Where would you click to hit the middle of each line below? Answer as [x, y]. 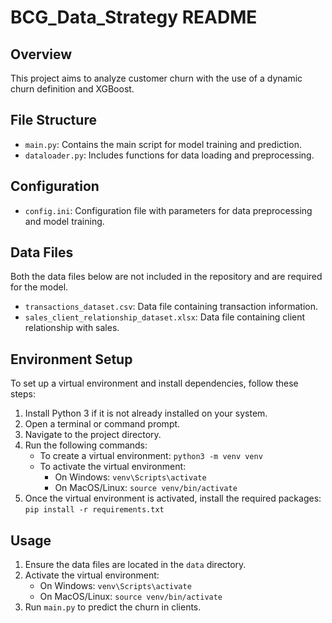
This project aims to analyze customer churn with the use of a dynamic [156, 78]
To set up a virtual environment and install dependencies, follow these [154, 383]
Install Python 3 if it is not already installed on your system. [146, 413]
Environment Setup [71, 359]
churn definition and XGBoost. [72, 89]
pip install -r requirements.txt [94, 510]
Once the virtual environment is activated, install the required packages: [173, 498]
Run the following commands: [86, 445]
